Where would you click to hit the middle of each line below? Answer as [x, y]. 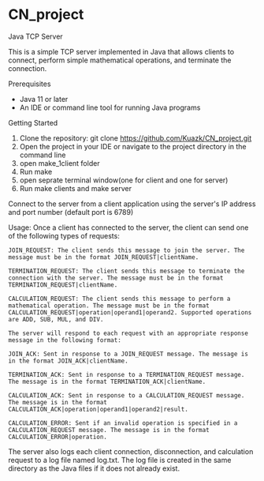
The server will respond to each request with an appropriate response [128, 333]
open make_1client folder [59, 163]
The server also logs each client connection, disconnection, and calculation [131, 451]
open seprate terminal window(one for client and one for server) [124, 180]
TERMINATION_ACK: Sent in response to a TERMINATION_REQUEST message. [126, 374]
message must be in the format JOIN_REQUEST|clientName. [104, 257]
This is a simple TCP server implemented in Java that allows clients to [121, 51]
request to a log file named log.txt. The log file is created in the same [120, 460]
